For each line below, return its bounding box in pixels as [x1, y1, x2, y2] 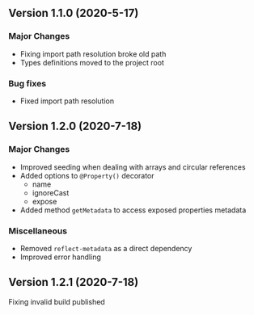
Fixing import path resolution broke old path [19, 48, 167, 59]
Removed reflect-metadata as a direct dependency [19, 243, 193, 253]
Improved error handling [19, 252, 101, 262]
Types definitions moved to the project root [19, 57, 164, 67]
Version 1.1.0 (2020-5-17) [8, 6, 139, 20]
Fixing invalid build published [8, 296, 105, 306]
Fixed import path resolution [19, 96, 115, 106]
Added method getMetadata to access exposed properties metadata [19, 205, 247, 215]
